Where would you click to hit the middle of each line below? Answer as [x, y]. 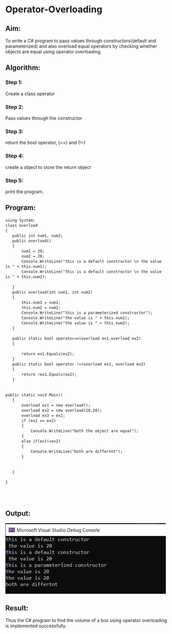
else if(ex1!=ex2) [41, 441]
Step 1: [14, 82]
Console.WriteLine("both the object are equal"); [85, 431]
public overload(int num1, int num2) [53, 292]
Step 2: [15, 107]
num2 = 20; [33, 256]
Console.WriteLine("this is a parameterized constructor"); [87, 313]
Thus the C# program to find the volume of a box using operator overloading [86, 621]
